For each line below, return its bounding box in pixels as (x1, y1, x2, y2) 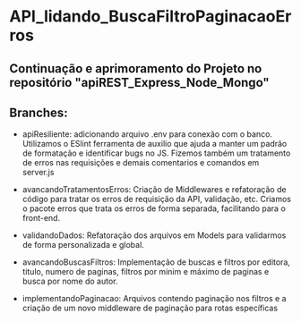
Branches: (9, 105, 69, 120)
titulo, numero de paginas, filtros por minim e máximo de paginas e (21, 267, 270, 277)
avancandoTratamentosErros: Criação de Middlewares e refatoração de (21, 184, 287, 195)
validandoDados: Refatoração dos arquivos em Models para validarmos (21, 230, 287, 241)
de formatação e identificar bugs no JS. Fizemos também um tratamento (21, 148, 291, 158)
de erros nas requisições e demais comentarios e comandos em (21, 157, 260, 168)
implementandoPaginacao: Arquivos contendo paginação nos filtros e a (21, 293, 287, 304)
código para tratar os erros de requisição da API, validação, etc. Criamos (21, 194, 291, 205)
